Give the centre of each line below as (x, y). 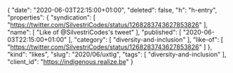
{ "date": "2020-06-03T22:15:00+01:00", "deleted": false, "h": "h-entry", (112, 10)
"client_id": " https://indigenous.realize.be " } (70, 62)
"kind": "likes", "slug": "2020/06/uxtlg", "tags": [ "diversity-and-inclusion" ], (117, 54)
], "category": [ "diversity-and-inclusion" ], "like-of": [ (146, 40)
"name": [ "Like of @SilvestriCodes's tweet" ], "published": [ (94, 32)
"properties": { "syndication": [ (52, 17)
